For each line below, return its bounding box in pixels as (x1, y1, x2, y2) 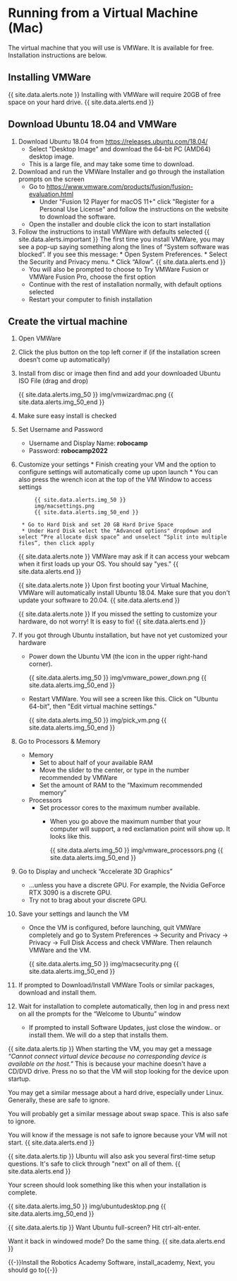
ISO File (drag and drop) (18, 377, 89, 385)
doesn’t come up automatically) (18, 355, 111, 364)
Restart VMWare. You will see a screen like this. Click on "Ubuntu (28, 695, 218, 703)
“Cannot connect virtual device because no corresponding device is (8, 1052, 207, 1061)
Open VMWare (18, 334, 61, 343)
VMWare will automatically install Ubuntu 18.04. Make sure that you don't (18, 589, 231, 597)
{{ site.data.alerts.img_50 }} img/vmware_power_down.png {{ (28, 674, 207, 682)
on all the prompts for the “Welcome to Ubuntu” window (18, 1010, 182, 1018)
